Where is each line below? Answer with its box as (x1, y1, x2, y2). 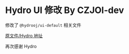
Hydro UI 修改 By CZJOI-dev (5, 4, 124, 16)
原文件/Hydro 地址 (5, 32, 43, 38)
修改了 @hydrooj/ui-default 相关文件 (5, 22, 81, 28)
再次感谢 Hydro (5, 43, 37, 49)
